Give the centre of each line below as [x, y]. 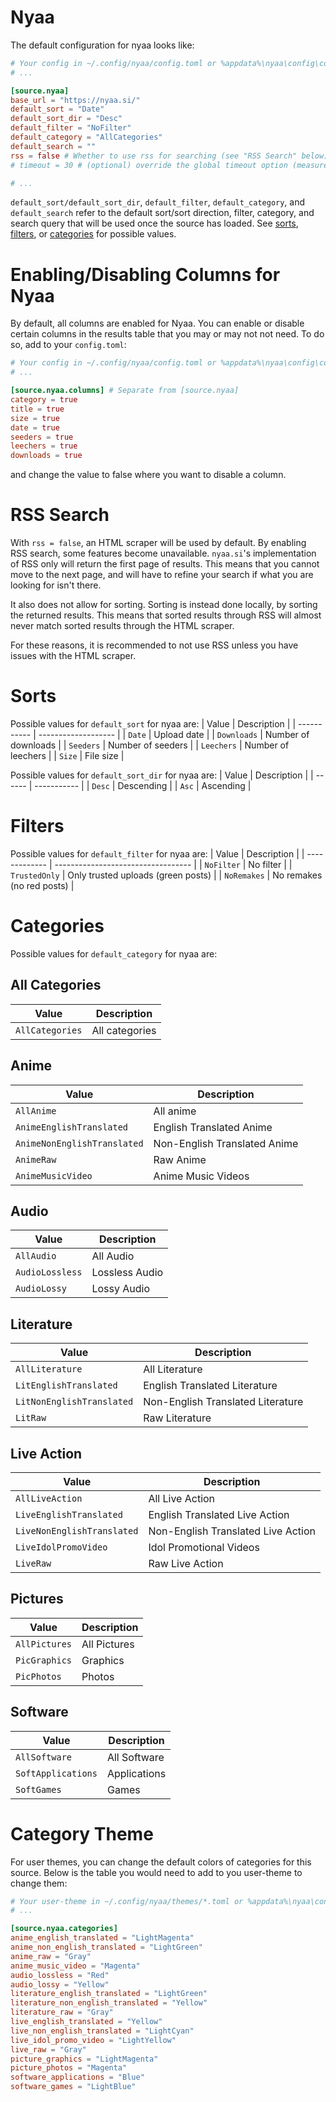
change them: [39, 1883]
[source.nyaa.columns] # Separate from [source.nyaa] [125, 391]
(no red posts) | [42, 885]
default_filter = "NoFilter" [71, 128]
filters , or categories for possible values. [93, 234]
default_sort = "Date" [57, 109]
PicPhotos [38, 1676]
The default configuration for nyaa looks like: [102, 45]
